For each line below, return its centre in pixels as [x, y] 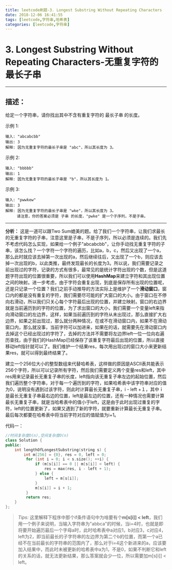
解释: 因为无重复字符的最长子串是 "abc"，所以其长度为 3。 [61, 147]
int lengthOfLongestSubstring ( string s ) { [60, 450]
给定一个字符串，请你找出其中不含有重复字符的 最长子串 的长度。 [74, 115]
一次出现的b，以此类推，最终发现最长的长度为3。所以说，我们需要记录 [84, 263]
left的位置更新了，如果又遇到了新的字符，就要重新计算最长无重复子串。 [89, 408]
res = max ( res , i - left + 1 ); [78, 469]
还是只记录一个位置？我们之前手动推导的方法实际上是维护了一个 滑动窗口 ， [84, 289]
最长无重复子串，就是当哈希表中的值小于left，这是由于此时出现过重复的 [80, 402]
